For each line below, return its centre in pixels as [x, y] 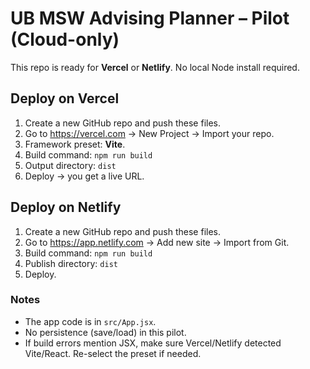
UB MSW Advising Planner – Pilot [150, 18]
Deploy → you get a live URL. [84, 176]
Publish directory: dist [71, 263]
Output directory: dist [70, 165]
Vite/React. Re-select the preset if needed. [113, 353]
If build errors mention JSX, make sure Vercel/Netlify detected [153, 343]
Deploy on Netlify [66, 207]
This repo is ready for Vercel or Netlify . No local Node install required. [155, 67]
